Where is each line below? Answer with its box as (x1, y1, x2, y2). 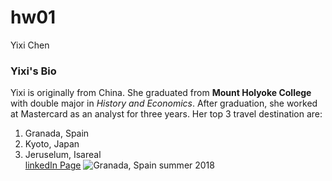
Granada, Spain (24, 127, 90, 140)
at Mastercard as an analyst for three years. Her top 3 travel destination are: (10, 108, 323, 120)
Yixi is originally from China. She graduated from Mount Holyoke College (10, 87, 312, 99)
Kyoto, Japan (24, 138, 80, 150)
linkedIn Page (24, 159, 82, 171)
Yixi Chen (10, 39, 50, 51)
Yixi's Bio (10, 64, 57, 78)
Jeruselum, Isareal (24, 149, 102, 161)
